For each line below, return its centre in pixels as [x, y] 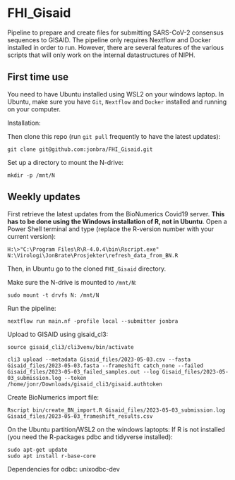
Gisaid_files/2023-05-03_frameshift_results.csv [80, 416]
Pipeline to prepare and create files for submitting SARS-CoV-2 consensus [115, 32]
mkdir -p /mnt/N [31, 175]
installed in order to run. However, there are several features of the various [116, 47]
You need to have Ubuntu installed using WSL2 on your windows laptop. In [116, 94]
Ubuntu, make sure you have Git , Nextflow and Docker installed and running [117, 101]
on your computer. [34, 109]
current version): [32, 236]
